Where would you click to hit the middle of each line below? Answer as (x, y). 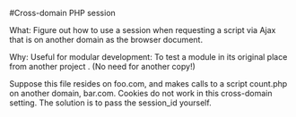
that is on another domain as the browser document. (106, 40)
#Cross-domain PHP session (63, 13)
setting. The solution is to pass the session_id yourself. (111, 103)
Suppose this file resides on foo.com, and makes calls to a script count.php (148, 84)
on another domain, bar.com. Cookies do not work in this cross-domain (141, 93)
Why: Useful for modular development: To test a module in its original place (148, 57)
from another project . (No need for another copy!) (102, 67)
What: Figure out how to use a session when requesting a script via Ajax (143, 30)
